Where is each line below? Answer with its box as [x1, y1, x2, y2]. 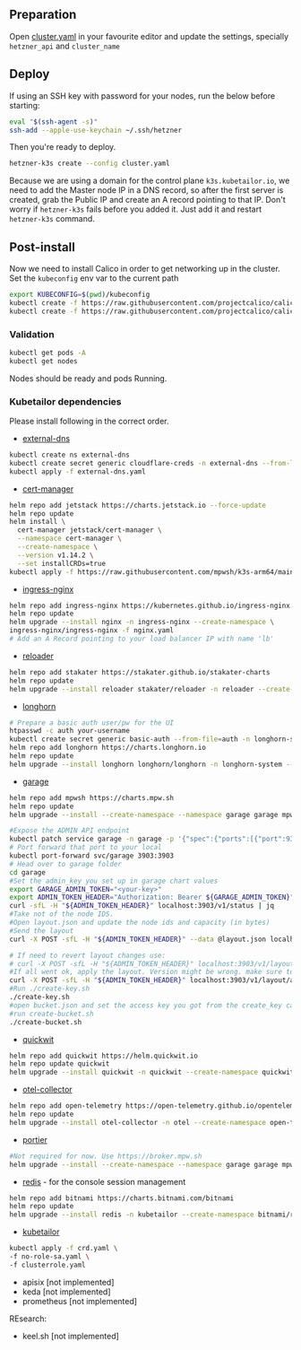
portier [21, 1134, 47, 1145]
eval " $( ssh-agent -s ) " [9, 117, 99, 126]
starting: [9, 100, 40, 110]
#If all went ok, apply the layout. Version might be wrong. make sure [9, 968, 282, 977]
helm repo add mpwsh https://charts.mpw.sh [9, 793, 175, 802]
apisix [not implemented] [21, 1276, 115, 1287]
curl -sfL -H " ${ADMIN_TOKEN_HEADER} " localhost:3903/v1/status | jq [9, 901, 275, 910]
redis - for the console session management [21, 1176, 186, 1187]
